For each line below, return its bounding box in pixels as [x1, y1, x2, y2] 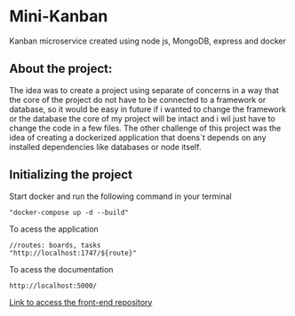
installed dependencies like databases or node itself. [9, 141, 202, 152]
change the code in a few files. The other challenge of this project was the [9, 122, 282, 133]
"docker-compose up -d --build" [9, 208, 129, 217]
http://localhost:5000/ [9, 281, 98, 290]
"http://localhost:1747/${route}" [9, 249, 138, 257]
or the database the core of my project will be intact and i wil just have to [9, 113, 275, 123]
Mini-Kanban [9, 6, 108, 27]
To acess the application [9, 224, 100, 234]
